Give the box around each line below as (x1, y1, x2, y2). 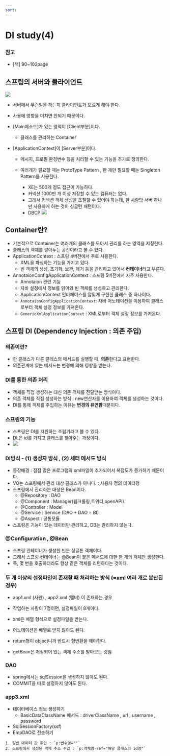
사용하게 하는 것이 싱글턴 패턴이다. (33, 203, 102, 209)
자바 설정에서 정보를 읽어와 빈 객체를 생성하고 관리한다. (20, 285, 129, 291)
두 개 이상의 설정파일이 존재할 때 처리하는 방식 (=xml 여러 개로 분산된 (5, 574, 163, 581)
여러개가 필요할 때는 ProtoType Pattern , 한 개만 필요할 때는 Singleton (20, 167, 160, 173)
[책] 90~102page (12, 61, 48, 67)
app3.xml (5, 693, 30, 700)
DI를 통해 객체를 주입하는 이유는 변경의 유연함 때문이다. (12, 401, 121, 408)
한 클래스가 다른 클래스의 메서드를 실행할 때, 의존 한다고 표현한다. (12, 356, 141, 362)
